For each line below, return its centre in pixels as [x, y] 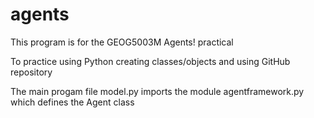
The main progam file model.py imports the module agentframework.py [157, 91]
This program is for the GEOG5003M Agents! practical [122, 42]
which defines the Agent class [72, 102]
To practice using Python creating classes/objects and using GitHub [150, 61]
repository [31, 72]
